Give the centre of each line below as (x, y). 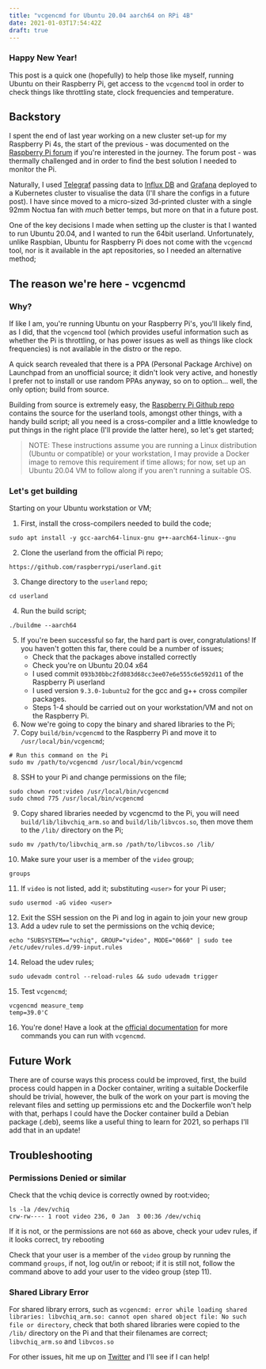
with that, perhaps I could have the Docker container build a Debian (119, 1113)
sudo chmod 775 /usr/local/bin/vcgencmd (77, 799)
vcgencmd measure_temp (46, 1006)
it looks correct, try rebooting (57, 1239)
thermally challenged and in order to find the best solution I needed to (123, 161)
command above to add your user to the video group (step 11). (110, 1272)
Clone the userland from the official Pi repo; (92, 553)
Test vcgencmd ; (44, 992)
